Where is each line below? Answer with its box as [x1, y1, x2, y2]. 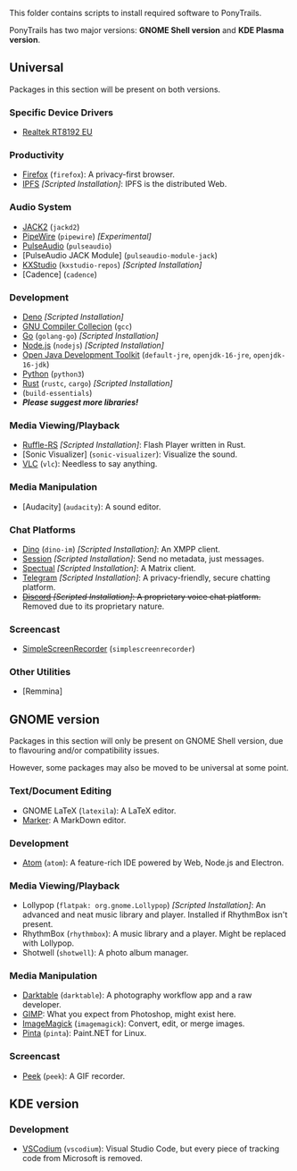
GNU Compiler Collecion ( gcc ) [21, 321, 133, 332]
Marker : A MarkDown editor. [21, 814, 127, 825]
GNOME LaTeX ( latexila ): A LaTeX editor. [21, 805, 177, 816]
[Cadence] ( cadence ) [21, 268, 98, 280]
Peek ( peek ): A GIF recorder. [21, 1070, 126, 1081]
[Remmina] [21, 686, 63, 696]
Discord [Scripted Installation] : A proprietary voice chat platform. [21, 591, 261, 602]
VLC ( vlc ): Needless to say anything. [21, 459, 158, 469]
